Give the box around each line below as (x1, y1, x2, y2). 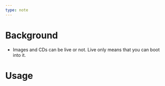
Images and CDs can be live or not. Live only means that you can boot (12, 47, 160, 53)
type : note (5, 7, 29, 13)
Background (5, 29, 58, 41)
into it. (12, 52, 26, 58)
